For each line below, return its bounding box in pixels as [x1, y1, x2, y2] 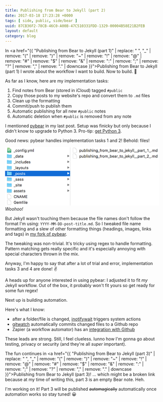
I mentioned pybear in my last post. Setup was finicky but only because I [5, 123, 151, 129]
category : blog [5, 34, 36, 39]
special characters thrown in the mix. [5, 251, 80, 257]
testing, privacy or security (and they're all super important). [5, 341, 126, 347]
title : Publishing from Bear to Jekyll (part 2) [5, 8, 106, 13]
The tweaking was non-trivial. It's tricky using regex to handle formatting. [5, 240, 153, 246]
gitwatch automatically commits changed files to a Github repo [12, 321, 138, 327]
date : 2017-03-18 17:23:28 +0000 [5, 13, 73, 18]
